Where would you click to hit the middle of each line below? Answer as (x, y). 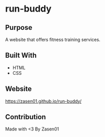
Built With (21, 55)
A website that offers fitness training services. (53, 39)
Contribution (26, 117)
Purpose (19, 28)
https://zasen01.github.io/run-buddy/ (43, 101)
